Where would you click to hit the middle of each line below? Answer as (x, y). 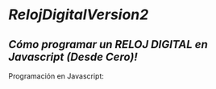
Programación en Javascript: (56, 76)
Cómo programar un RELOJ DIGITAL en (108, 44)
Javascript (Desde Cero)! (73, 57)
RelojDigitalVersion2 (79, 15)
